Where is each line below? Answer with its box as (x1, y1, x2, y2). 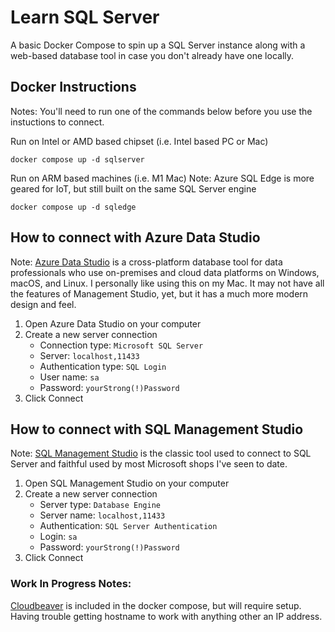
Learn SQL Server (10, 6, 160, 29)
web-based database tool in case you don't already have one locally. (10, 49, 295, 61)
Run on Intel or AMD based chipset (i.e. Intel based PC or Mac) (10, 135, 269, 147)
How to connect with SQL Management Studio (10, 421, 304, 438)
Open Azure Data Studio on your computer (24, 317, 202, 330)
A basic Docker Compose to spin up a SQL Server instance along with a (10, 39, 306, 51)
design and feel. (10, 298, 77, 310)
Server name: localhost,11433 (39, 509, 166, 521)
